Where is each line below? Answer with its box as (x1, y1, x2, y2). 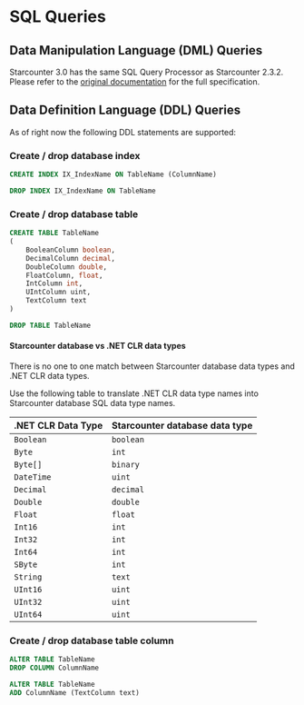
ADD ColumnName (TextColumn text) (9, 688, 141, 697)
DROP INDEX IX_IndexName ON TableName (9, 186, 156, 195)
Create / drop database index (9, 149, 141, 162)
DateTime (14, 472, 52, 482)
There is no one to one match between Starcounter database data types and (9, 361, 295, 372)
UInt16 (14, 584, 43, 594)
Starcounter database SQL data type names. (9, 397, 176, 408)
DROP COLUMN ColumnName (9, 663, 100, 673)
